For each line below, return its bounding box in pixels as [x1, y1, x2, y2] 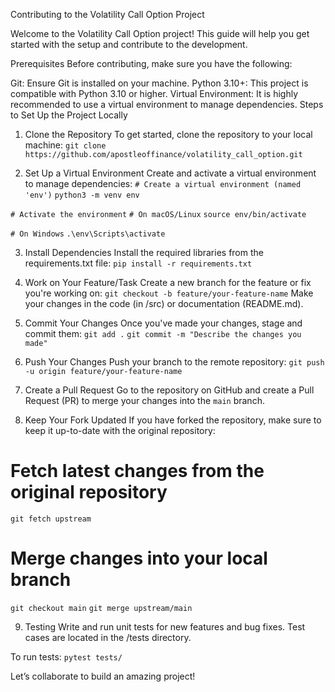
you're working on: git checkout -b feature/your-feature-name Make [24, 287, 314, 299]
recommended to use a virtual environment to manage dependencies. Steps [10, 99, 324, 110]
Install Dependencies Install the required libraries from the [24, 247, 264, 258]
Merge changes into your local [10, 547, 268, 570]
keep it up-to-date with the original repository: [24, 425, 216, 436]
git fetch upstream [10, 514, 92, 524]
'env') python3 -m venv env [24, 190, 140, 200]
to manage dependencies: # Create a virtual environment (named [24, 178, 302, 189]
